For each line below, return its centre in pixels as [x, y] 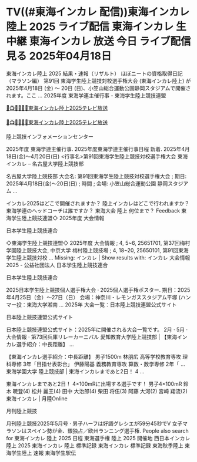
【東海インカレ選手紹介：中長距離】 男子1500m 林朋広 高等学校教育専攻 [94, 356]
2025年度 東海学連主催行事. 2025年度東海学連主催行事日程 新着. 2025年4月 [98, 149]
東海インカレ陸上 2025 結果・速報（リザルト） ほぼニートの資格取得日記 [95, 73]
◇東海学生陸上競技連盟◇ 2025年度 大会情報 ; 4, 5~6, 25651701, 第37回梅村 [98, 243]
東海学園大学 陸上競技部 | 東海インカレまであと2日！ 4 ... [75, 371]
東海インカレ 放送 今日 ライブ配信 [110, 41]
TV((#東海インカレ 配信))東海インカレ [98, 12]
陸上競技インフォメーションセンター [50, 136]
